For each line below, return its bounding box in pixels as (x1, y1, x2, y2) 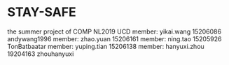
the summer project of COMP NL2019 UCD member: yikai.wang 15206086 (7, 27, 222, 36)
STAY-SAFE (7, 4, 77, 20)
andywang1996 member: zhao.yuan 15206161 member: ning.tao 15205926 (7, 34, 222, 43)
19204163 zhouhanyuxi (7, 50, 74, 58)
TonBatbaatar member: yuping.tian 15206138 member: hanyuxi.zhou (7, 42, 204, 50)
